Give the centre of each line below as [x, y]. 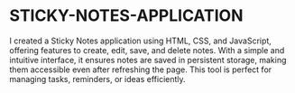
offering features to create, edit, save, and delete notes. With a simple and [147, 50]
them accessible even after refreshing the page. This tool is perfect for [141, 70]
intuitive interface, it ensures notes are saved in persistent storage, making [148, 60]
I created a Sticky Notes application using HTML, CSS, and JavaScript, [141, 41]
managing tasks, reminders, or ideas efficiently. [98, 79]
